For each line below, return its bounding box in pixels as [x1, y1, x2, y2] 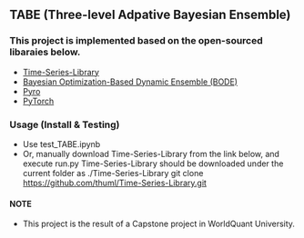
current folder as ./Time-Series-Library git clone [22, 167, 204, 178]
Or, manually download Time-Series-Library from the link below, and [22, 148, 280, 159]
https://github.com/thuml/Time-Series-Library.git [22, 177, 208, 188]
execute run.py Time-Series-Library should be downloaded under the [22, 158, 284, 169]
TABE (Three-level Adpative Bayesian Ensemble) [9, 7, 291, 23]
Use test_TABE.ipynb [22, 138, 101, 149]
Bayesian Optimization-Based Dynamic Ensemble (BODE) [22, 76, 238, 87]
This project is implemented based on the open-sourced [9, 35, 264, 47]
